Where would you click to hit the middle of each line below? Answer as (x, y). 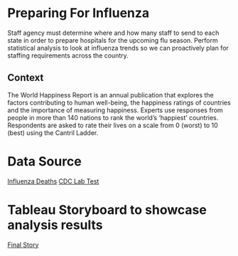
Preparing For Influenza (79, 13)
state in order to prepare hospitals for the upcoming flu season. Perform (113, 40)
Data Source (44, 161)
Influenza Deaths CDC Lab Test (53, 181)
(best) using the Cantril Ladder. (53, 132)
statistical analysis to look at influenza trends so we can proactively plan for (118, 48)
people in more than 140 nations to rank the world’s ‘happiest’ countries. (113, 117)
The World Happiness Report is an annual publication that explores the (111, 95)
